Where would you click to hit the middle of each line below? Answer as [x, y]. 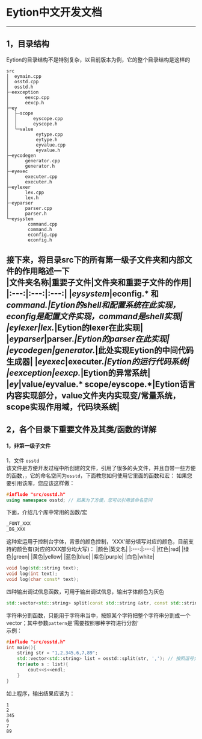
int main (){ [21, 647]
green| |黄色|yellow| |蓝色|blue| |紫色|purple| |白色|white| [84, 557]
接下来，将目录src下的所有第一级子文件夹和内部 [95, 260]
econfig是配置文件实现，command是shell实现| [94, 316]
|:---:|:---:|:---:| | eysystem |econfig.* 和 [83, 294]
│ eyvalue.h [33, 150]
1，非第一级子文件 [29, 446]
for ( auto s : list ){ [43, 664]
